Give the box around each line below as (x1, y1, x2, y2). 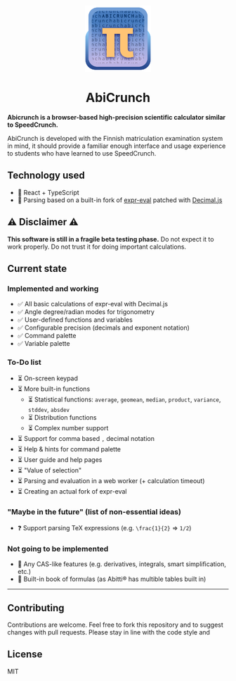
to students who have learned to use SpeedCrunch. (7, 149, 157, 157)
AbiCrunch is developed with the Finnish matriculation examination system (7, 134, 223, 142)
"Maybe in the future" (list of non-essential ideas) (7, 507, 181, 517)
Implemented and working (7, 284, 99, 294)
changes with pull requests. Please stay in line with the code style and (7, 627, 211, 636)
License (7, 649, 43, 661)
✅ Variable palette (17, 339, 70, 348)
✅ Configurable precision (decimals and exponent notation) (17, 323, 190, 332)
